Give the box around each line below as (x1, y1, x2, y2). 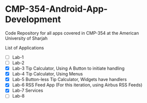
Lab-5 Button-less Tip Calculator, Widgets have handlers (12, 77, 127, 82)
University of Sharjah (5, 35, 48, 41)
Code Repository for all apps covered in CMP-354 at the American (5, 30, 139, 36)
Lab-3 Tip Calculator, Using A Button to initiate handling (12, 65, 125, 72)
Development (5, 14, 61, 25)
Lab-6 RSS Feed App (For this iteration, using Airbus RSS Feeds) (12, 82, 143, 88)
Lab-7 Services (12, 87, 43, 94)
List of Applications (5, 45, 44, 51)
